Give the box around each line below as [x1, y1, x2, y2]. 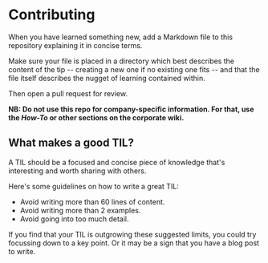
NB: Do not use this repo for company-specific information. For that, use [8, 104, 254, 114]
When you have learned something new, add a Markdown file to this [8, 32, 233, 42]
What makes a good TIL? [8, 136, 134, 150]
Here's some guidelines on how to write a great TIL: [8, 181, 179, 191]
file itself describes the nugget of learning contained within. [8, 73, 206, 83]
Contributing [8, 6, 95, 24]
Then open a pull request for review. [8, 88, 128, 98]
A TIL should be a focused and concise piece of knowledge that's [8, 157, 225, 167]
